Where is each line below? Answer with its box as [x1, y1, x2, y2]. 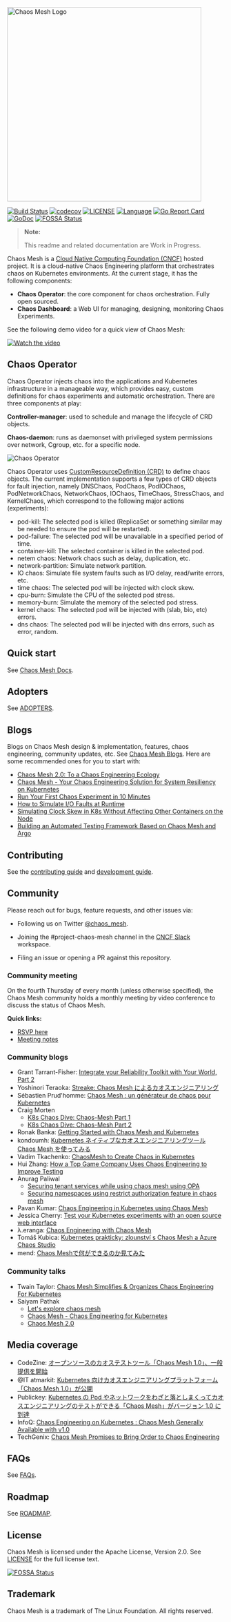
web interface [17, 1219, 57, 1227]
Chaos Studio [17, 1241, 57, 1249]
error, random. [17, 627, 59, 636]
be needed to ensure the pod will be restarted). [17, 524, 152, 533]
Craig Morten [17, 1106, 55, 1114]
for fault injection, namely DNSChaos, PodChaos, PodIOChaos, [7, 481, 186, 490]
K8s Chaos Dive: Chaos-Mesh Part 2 [27, 1120, 132, 1129]
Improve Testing [17, 1167, 63, 1176]
